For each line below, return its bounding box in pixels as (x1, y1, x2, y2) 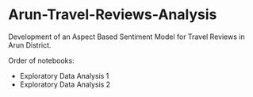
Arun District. (8, 40, 52, 49)
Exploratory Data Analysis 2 (19, 80, 111, 89)
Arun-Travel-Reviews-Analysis (8, 6, 217, 24)
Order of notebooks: (8, 56, 75, 65)
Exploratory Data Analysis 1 (19, 71, 109, 80)
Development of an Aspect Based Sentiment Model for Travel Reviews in (8, 32, 245, 41)
